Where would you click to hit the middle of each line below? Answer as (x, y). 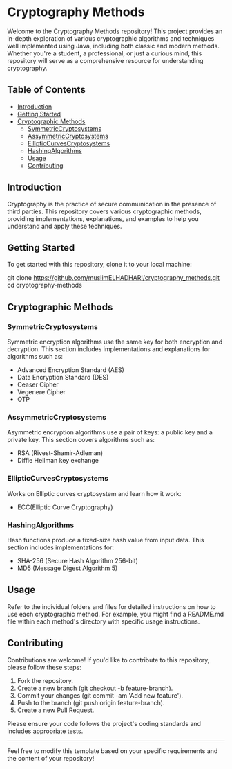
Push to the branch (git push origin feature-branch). (91, 702)
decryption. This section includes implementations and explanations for (109, 349)
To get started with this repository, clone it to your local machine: (99, 265)
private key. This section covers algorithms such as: (81, 440)
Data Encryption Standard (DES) (63, 378)
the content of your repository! (51, 758)
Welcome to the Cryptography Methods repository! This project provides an (115, 31)
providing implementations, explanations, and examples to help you (103, 218)
